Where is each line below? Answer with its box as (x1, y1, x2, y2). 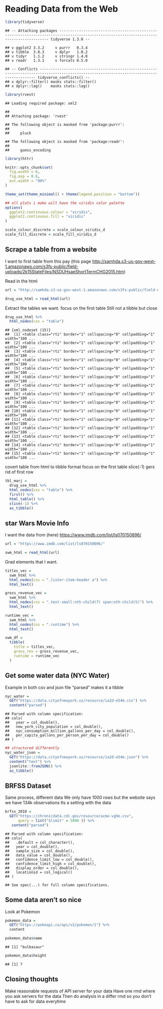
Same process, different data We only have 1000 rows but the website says (5, 795, 156, 800)
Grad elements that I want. (5, 559, 58, 565)
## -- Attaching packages (5, 28, 57, 33)
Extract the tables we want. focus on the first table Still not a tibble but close (5, 305, 158, 311)
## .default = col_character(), (5, 840, 75, 845)
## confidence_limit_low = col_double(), (5, 857, 95, 862)
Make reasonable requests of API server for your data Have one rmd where (5, 988, 155, 994)
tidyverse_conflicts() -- (37, 75, 90, 80)
